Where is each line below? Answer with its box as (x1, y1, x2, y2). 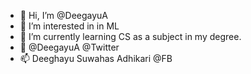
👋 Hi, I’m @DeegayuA (19, 10, 109, 21)
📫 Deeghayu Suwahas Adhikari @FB (19, 53, 173, 64)
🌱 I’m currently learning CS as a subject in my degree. (19, 31, 242, 42)
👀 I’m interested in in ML (19, 20, 120, 32)
